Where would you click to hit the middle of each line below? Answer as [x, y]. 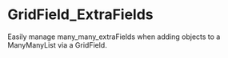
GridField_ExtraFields [80, 15]
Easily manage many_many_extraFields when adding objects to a [114, 37]
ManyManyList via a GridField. [57, 44]
